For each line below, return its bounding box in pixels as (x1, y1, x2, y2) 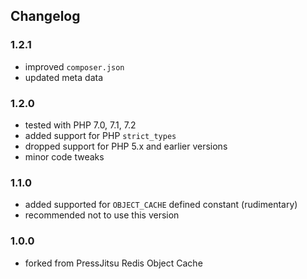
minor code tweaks (24, 150, 105, 163)
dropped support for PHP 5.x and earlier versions (24, 140, 228, 152)
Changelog (10, 8, 81, 25)
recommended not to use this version (24, 209, 180, 221)
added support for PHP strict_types (24, 129, 177, 141)
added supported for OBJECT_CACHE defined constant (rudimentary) (24, 199, 298, 211)
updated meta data (24, 71, 104, 83)
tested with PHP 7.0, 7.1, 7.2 (24, 119, 137, 131)
